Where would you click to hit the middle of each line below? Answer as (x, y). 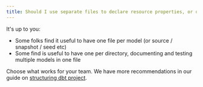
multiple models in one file (48, 59)
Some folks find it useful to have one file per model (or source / (94, 40)
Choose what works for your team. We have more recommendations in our (99, 71)
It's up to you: (23, 29)
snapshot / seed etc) (41, 47)
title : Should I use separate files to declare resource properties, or (100, 12)
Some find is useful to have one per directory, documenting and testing (104, 53)
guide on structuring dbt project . (47, 77)
